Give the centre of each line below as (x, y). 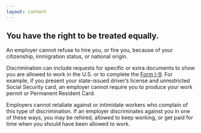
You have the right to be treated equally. (82, 36)
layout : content (26, 12)
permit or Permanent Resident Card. (51, 94)
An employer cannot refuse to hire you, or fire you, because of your (89, 50)
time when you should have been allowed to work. (68, 124)
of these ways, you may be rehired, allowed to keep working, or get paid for (100, 117)
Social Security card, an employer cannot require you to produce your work (100, 87)
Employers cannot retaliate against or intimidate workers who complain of (97, 105)
